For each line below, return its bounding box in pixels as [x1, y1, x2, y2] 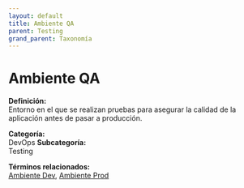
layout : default [8, 11, 63, 20]
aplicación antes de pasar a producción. [8, 113, 143, 123]
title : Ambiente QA [8, 19, 75, 28]
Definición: [8, 96, 47, 106]
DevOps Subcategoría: [8, 138, 87, 147]
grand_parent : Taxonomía [8, 34, 92, 43]
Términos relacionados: [8, 162, 91, 172]
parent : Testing [8, 27, 63, 35]
